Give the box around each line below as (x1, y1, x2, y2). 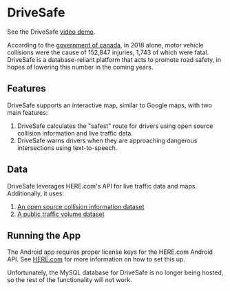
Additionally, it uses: (7, 189, 64, 197)
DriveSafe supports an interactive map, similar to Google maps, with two (7, 101, 212, 109)
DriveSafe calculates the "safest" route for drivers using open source (17, 122, 213, 130)
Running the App (7, 229, 81, 241)
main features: (7, 108, 48, 116)
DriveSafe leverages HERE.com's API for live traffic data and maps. (7, 182, 198, 190)
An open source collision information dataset (17, 202, 145, 211)
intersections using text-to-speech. (17, 143, 118, 152)
